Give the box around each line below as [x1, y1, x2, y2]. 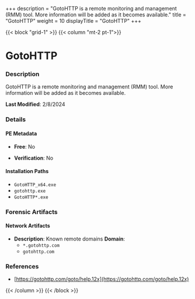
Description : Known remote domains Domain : [13, 235, 126, 242]
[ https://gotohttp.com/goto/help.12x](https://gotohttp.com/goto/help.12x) [13, 276, 189, 283]
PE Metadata [5, 130, 37, 137]
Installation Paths [5, 168, 49, 175]
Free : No [13, 143, 36, 150]
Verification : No [13, 154, 54, 161]
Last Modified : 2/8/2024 [5, 101, 65, 108]
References [5, 262, 39, 270]
